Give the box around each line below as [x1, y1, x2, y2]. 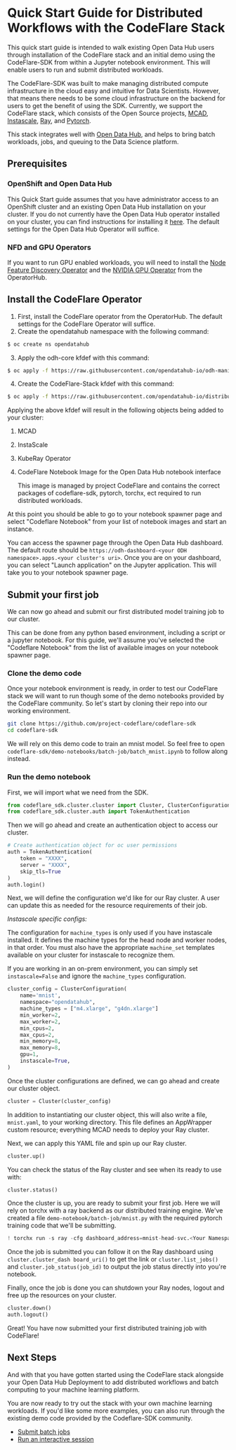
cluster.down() [7, 1305, 52, 1312]
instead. [7, 755, 31, 763]
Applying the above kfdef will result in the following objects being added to [7, 406, 224, 414]
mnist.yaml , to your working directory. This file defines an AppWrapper [7, 1118, 212, 1126]
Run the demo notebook [7, 772, 91, 782]
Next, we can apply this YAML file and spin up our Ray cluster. [7, 1139, 188, 1147]
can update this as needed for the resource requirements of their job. [7, 901, 207, 910]
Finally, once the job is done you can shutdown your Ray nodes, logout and [7, 1284, 225, 1292]
